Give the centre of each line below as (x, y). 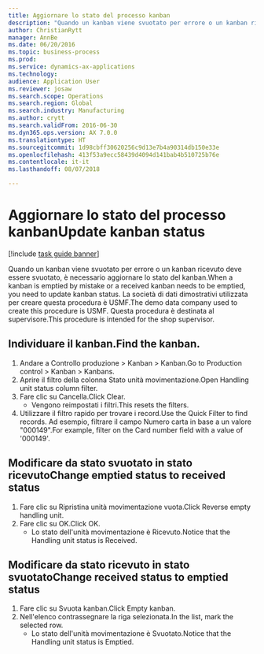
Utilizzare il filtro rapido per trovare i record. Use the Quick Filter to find (134, 413)
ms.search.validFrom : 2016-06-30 (63, 125)
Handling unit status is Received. (84, 540)
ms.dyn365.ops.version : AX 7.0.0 (63, 132)
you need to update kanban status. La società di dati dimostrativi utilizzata (128, 294)
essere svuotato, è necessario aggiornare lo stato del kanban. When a (121, 277)
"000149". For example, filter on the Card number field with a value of (131, 429)
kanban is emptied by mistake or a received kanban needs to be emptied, (127, 285)
